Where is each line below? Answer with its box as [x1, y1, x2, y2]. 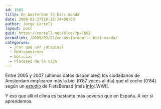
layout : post [5, 26, 33, 31]
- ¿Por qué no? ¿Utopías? [10, 45, 64, 50]
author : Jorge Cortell [5, 21, 53, 27]
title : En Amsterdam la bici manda [5, 12, 80, 17]
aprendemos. [5, 98, 33, 104]
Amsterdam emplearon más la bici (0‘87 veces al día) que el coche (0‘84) [5, 78, 156, 84]
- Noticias [10, 54, 33, 59]
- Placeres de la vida [10, 59, 57, 64]
